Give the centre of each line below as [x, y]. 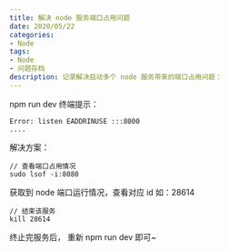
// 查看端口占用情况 [43, 166]
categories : [32, 35]
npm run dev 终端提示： [55, 104]
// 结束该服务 [33, 211]
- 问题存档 [27, 69]
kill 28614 [30, 219]
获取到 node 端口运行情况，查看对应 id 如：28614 [102, 192]
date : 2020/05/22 [42, 26]
